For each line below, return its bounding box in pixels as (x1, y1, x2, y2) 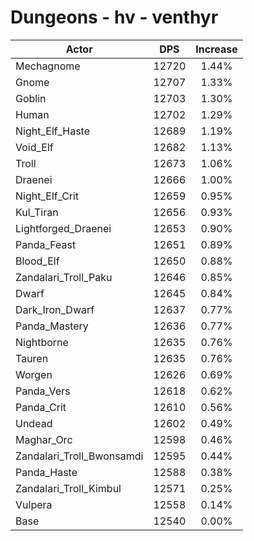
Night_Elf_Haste (15, 124, 91, 138)
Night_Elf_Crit (15, 189, 80, 203)
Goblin (15, 91, 47, 105)
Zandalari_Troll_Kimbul (15, 481, 122, 495)
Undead (15, 416, 53, 430)
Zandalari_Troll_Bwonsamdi (15, 449, 144, 463)
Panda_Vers (15, 384, 71, 398)
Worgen (15, 367, 53, 381)
